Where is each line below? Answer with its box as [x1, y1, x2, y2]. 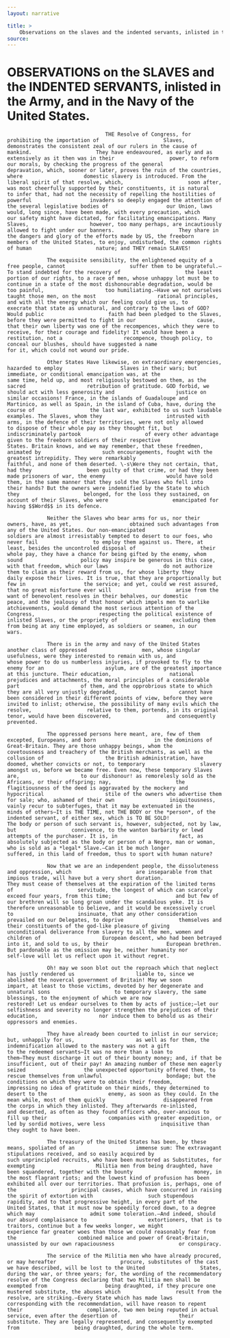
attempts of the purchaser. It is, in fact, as [7, 833, 204, 840]
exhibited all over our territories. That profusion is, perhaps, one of [7, 1180, 222, 1188]
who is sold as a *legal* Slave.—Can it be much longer [7, 844, 170, 852]
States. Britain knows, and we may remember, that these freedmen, [7, 443, 204, 450]
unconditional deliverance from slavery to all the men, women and [7, 929, 204, 936]
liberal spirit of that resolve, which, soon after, [7, 179, 222, 186]
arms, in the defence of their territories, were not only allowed [7, 419, 204, 426]
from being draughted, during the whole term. [7, 1324, 194, 1332]
